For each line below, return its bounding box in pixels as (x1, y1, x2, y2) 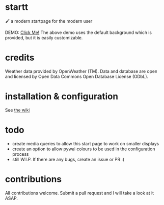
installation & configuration (5, 91, 119, 102)
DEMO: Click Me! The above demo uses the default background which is (5, 29, 152, 35)
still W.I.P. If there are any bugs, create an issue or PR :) (12, 156, 125, 162)
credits (5, 52, 34, 63)
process (12, 151, 29, 157)
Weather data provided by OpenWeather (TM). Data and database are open (5, 68, 158, 74)
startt (5, 1, 28, 13)
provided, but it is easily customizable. (5, 34, 83, 40)
